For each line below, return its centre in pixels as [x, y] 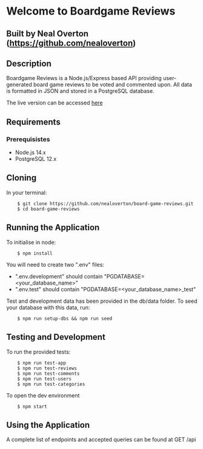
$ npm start [32, 407]
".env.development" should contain [59, 276]
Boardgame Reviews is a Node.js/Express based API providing [84, 78]
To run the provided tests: [38, 352]
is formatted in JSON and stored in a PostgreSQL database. [80, 91]
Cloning [22, 178]
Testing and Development [56, 337]
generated [19, 85]
